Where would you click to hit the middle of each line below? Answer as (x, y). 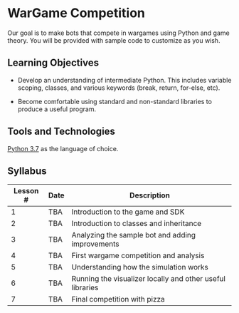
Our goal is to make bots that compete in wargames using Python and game (118, 33)
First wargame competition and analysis (138, 256)
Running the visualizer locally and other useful (149, 279)
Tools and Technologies (62, 132)
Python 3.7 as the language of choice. (63, 148)
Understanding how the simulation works (140, 267)
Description (150, 195)
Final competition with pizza (118, 299)
